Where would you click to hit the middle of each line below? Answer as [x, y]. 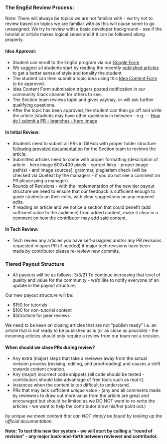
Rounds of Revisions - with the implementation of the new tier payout [83, 186]
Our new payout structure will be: [39, 295]
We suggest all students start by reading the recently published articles [85, 68]
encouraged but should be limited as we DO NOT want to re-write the [84, 401]
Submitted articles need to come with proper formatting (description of [85, 159]
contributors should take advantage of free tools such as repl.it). [79, 380]
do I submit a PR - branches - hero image [55, 121]
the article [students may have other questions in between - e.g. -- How [86, 115]
